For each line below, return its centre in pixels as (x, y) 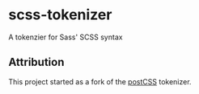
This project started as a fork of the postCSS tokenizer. (100, 81)
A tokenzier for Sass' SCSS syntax (66, 37)
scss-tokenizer (60, 15)
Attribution (36, 62)
